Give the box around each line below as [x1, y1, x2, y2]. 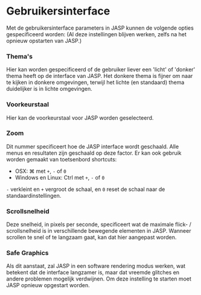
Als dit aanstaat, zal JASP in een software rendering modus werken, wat [6, 262, 186, 270]
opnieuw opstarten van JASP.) [6, 37, 82, 44]
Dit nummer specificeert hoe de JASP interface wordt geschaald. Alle [6, 143, 179, 150]
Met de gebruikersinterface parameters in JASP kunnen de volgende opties [6, 24, 194, 31]
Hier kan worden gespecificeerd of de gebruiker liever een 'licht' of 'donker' [6, 66, 196, 73]
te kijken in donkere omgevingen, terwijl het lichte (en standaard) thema [6, 79, 185, 86]
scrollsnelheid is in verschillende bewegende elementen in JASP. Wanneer [6, 227, 191, 235]
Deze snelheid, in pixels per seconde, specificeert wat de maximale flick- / [6, 221, 192, 228]
